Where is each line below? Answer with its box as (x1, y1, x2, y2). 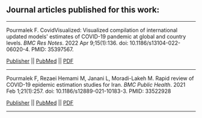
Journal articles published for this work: (6, 5, 160, 15)
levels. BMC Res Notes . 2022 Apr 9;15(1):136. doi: (6, 39, 129, 46)
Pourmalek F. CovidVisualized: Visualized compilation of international (6, 26, 178, 34)
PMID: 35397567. (31, 45, 74, 53)
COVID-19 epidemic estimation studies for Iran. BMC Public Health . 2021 (6, 81, 186, 88)
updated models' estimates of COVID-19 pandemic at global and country (6, 33, 186, 40)
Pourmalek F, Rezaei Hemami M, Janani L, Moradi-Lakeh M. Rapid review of (6, 75, 194, 82)
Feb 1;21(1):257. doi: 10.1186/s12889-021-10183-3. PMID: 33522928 (6, 87, 171, 95)
